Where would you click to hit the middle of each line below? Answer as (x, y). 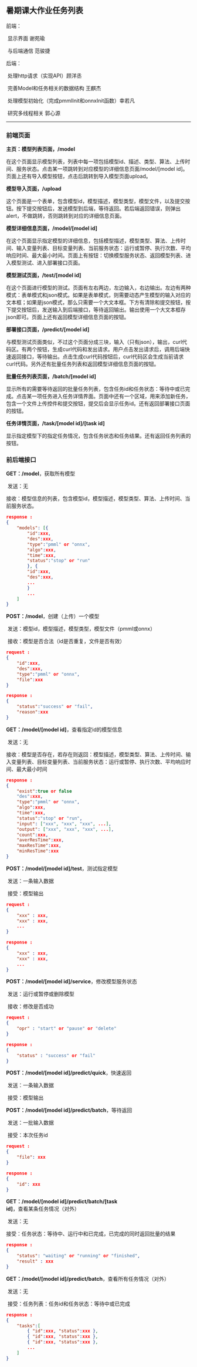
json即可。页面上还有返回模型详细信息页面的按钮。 (68, 317)
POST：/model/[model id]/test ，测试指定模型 (62, 868)
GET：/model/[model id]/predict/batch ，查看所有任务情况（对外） (88, 1278)
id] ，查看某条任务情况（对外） (43, 1209)
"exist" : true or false (44, 791)
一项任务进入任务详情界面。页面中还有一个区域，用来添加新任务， (111, 396)
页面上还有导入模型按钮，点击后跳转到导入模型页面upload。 (79, 176)
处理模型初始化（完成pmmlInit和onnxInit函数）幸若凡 (71, 100)
